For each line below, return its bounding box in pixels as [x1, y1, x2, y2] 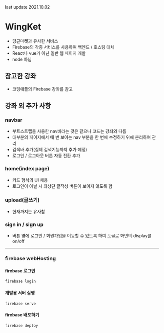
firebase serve [5, 301, 36, 306]
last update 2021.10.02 [5, 4, 50, 10]
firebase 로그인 [5, 267, 36, 273]
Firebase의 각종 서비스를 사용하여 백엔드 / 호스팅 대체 [12, 44, 115, 50]
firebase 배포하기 [5, 312, 40, 318]
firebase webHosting [5, 255, 56, 262]
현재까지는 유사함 [12, 209, 45, 215]
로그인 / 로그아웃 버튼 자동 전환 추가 [12, 153, 81, 158]
